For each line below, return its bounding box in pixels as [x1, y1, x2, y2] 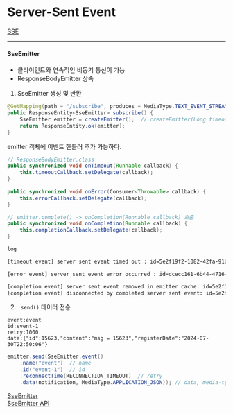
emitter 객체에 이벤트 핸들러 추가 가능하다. [7, 142, 122, 150]
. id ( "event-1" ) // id [19, 366, 85, 373]
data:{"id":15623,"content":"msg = [7, 335, 110, 342]
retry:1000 [7, 329, 39, 336]
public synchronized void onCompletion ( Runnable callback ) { [7, 220, 188, 227]
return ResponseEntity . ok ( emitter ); [19, 122, 126, 129]
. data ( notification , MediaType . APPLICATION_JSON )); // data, [19, 379, 200, 386]
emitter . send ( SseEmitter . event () [7, 353, 104, 361]
